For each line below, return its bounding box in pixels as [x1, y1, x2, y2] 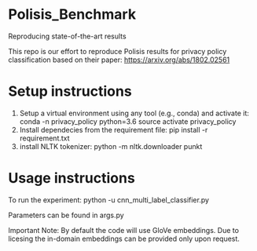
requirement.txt [19, 133, 70, 143]
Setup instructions [8, 82, 132, 100]
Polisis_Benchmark [8, 5, 136, 24]
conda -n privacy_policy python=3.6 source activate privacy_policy [19, 116, 237, 126]
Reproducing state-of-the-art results [8, 31, 127, 41]
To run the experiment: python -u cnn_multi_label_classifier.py [8, 195, 210, 205]
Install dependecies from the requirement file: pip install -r [19, 125, 208, 134]
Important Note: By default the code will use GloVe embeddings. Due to [8, 225, 240, 235]
